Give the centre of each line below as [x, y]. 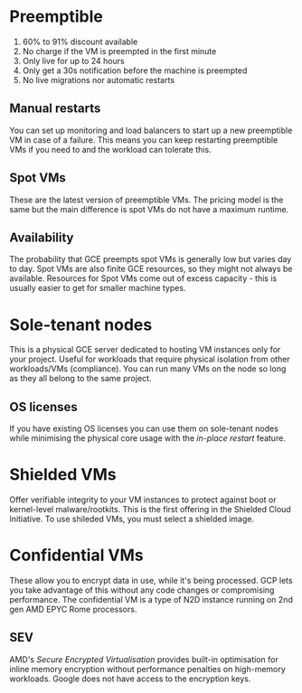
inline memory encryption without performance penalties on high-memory [148, 669]
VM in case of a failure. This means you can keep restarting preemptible [144, 140]
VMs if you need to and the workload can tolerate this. [110, 149]
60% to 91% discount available [80, 42]
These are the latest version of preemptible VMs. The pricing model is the [146, 200]
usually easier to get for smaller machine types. [98, 288]
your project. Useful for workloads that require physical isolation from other [150, 360]
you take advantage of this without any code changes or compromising [142, 590]
